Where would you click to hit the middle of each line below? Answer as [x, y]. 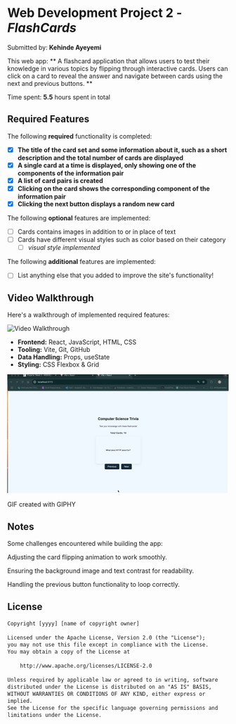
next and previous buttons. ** [50, 83]
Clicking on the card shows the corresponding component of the [114, 189]
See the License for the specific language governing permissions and [113, 708]
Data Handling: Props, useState [64, 357]
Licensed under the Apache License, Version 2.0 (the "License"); [106, 637]
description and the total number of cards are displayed [100, 158]
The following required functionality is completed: [80, 136]
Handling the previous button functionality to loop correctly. [94, 585]
